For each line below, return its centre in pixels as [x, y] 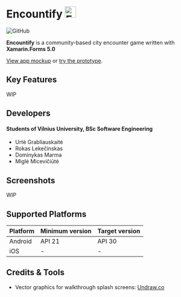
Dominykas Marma [38, 155]
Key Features [32, 80]
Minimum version [66, 231]
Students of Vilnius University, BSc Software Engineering [79, 129]
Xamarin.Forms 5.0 [31, 49]
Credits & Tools [35, 273]
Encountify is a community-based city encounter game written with [91, 42]
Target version [119, 231]
